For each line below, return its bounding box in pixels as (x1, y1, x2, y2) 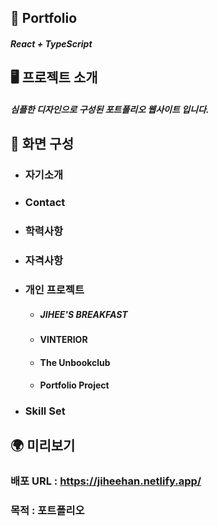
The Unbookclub (39, 356, 111, 368)
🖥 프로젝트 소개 (10, 69, 98, 86)
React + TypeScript (10, 37, 93, 50)
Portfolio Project (39, 379, 110, 391)
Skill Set (24, 404, 66, 418)
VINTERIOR (39, 333, 88, 345)
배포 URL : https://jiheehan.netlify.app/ (10, 474, 202, 488)
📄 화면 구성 (10, 136, 75, 153)
